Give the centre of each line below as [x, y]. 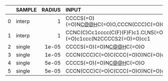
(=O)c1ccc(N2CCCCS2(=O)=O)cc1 [108, 39]
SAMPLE [26, 10]
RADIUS [51, 10]
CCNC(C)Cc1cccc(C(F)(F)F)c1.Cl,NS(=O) [115, 33]
